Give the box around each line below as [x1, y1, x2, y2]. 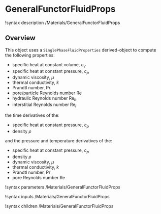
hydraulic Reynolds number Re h [12, 95, 77, 103]
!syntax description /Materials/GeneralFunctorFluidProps [5, 20, 120, 26]
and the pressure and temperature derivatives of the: [5, 137, 112, 143]
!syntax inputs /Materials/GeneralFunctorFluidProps [5, 193, 110, 199]
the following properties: [5, 52, 55, 58]
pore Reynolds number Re [12, 174, 65, 180]
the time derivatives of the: [5, 112, 60, 118]
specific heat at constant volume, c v [12, 61, 86, 69]
